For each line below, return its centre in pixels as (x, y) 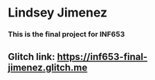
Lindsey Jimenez (58, 13)
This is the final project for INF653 (66, 34)
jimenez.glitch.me (48, 67)
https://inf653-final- (102, 57)
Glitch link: (31, 57)
